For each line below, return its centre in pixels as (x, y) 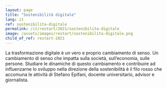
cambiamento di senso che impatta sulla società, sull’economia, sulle (78, 58)
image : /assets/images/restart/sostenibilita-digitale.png (69, 34)
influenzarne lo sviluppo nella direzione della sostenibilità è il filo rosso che (83, 69)
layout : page (19, 10)
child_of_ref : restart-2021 (35, 39)
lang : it (15, 19)
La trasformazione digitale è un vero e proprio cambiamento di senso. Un (82, 53)
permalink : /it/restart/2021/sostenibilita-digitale (62, 29)
